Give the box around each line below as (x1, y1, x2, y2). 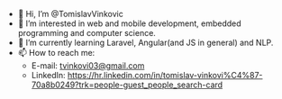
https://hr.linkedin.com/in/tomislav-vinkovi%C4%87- (67, 70, 263, 80)
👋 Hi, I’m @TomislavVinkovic (17, 9, 123, 19)
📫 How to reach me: (17, 48, 96, 58)
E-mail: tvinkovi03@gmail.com (31, 60, 145, 71)
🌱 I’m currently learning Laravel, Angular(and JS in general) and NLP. (17, 37, 274, 48)
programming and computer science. (17, 28, 156, 38)
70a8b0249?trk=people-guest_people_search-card (31, 79, 223, 90)
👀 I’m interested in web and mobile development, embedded (17, 18, 241, 29)
